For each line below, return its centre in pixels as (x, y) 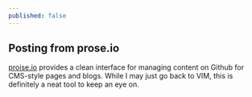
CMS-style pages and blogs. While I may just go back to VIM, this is (121, 76)
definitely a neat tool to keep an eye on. (74, 84)
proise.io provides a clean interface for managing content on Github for (126, 67)
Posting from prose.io (64, 48)
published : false (37, 16)
